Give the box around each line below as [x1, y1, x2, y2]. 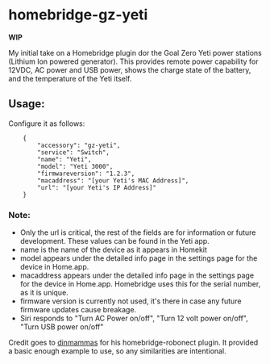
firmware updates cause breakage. [19, 305, 137, 315]
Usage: [8, 97, 46, 111]
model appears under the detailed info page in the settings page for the [19, 253, 258, 263]
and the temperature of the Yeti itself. [8, 73, 132, 83]
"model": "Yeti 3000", [37, 162, 114, 170]
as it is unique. [19, 288, 69, 298]
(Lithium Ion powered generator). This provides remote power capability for [8, 56, 259, 66]
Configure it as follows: [8, 119, 85, 128]
